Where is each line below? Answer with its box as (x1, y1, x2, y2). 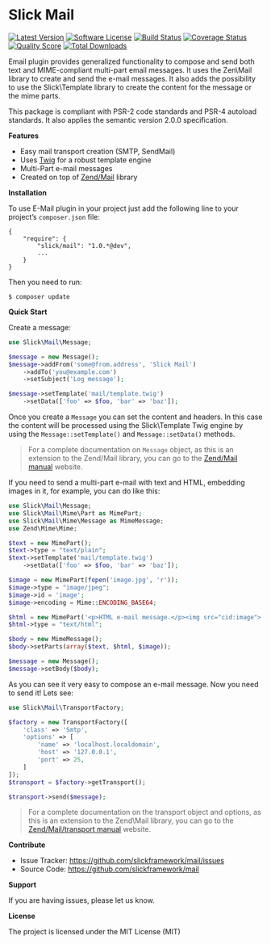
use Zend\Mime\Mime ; (8, 524, 78, 532)
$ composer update (8, 292, 70, 300)
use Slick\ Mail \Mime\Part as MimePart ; (8, 509, 143, 518)
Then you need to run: (8, 277, 82, 287)
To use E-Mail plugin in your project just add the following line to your (8, 203, 240, 213)
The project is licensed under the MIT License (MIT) (8, 927, 181, 937)
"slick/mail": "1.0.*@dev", (37, 241, 131, 250)
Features (8, 131, 39, 141)
